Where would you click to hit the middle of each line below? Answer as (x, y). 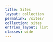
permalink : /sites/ (25, 18)
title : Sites (18, 9)
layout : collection (25, 14)
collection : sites (23, 23)
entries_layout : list (27, 28)
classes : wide (19, 32)
